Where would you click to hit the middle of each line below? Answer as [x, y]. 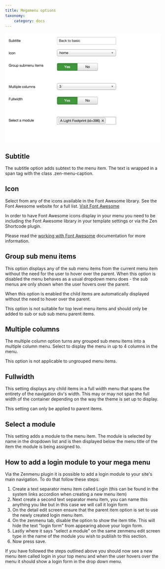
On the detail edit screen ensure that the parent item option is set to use [85, 510]
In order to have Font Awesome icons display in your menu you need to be [80, 215]
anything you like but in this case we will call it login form [70, 504]
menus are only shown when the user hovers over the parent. [67, 284]
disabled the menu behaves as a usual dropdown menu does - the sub [77, 279]
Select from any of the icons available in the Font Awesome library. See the [81, 201]
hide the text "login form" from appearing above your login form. [78, 526]
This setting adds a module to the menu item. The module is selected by [78, 436]
